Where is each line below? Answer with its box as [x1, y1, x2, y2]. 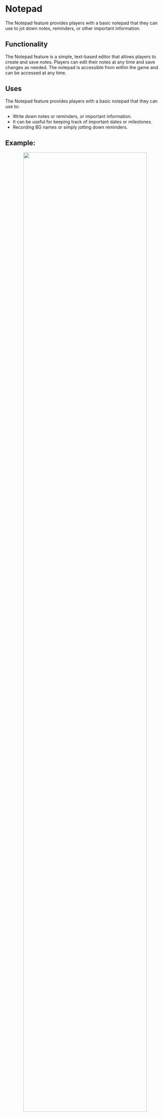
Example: [5, 138, 35, 147]
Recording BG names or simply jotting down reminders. [12, 124, 128, 130]
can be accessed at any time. [5, 70, 67, 76]
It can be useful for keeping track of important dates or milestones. [12, 118, 153, 125]
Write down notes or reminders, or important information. [12, 113, 132, 119]
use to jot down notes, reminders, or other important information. [5, 25, 141, 31]
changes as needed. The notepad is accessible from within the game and [5, 64, 158, 70]
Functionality [5, 40, 48, 49]
